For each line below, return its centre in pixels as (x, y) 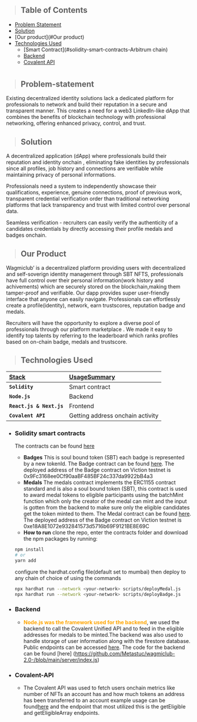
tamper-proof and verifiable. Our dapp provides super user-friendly (88, 293)
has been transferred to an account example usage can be (94, 700)
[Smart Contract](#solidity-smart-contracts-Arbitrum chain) (96, 49)
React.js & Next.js (36, 406)
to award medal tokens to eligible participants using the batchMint (103, 495)
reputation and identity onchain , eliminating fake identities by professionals (98, 163)
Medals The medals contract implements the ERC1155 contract (100, 482)
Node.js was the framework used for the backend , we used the (101, 622)
